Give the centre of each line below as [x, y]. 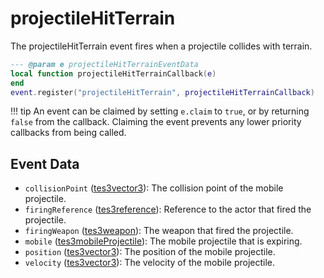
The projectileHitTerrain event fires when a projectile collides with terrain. [161, 46]
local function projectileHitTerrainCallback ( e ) [113, 73]
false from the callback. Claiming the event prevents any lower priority [156, 122]
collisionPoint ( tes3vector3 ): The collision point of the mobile [154, 188]
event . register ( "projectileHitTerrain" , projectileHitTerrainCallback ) [162, 92]
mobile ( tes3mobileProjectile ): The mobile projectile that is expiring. [163, 241]
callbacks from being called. [68, 133]
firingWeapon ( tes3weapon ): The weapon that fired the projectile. [159, 231]
